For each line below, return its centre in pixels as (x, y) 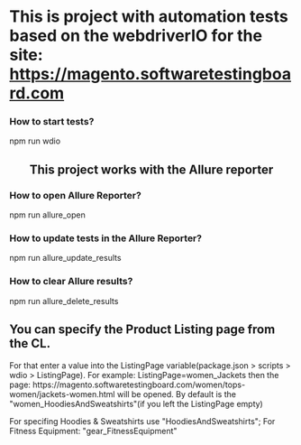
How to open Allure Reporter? (75, 195)
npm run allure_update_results (65, 258)
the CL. (30, 343)
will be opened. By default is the (177, 394)
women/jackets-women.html (62, 394)
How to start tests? (52, 122)
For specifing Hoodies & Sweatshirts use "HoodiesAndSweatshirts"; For (142, 421)
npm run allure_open (47, 215)
